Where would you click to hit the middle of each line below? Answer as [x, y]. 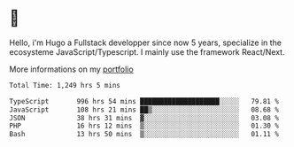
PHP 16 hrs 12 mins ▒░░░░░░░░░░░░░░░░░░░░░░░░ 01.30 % [144, 126]
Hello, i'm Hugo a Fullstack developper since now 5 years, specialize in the [145, 43]
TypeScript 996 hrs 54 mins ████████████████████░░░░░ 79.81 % [144, 101]
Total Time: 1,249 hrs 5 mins [65, 85]
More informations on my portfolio [72, 69]
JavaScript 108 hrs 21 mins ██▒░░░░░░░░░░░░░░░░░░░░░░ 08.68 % [144, 110]
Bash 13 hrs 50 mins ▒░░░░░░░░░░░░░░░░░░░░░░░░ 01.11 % [144, 135]
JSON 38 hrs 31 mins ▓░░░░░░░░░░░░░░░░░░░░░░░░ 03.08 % [144, 118]
